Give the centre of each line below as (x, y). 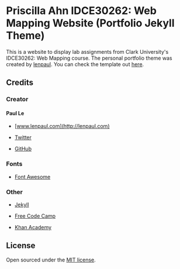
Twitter (23, 137)
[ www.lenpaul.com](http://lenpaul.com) (62, 126)
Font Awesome (32, 177)
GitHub (23, 149)
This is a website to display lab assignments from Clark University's (87, 51)
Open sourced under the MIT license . (51, 260)
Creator (17, 99)
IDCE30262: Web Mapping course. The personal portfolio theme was (89, 58)
